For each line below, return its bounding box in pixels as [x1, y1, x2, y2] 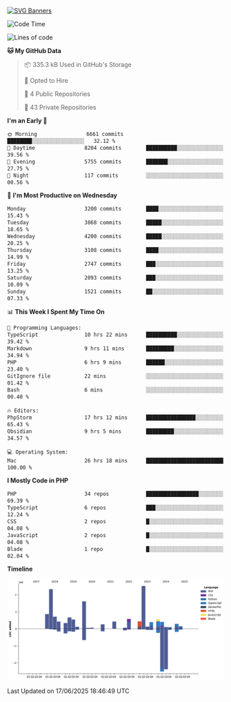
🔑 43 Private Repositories [23, 104, 97, 111]
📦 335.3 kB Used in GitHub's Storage [23, 61, 132, 68]
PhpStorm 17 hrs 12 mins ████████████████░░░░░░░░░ [7, 414, 224, 421]
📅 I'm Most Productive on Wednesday [7, 191, 117, 199]
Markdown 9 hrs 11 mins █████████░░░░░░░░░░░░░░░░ [7, 345, 224, 352]
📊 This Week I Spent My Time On [7, 308, 105, 315]
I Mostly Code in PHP [7, 476, 69, 485]
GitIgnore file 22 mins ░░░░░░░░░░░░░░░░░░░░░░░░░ [7, 373, 224, 380]
